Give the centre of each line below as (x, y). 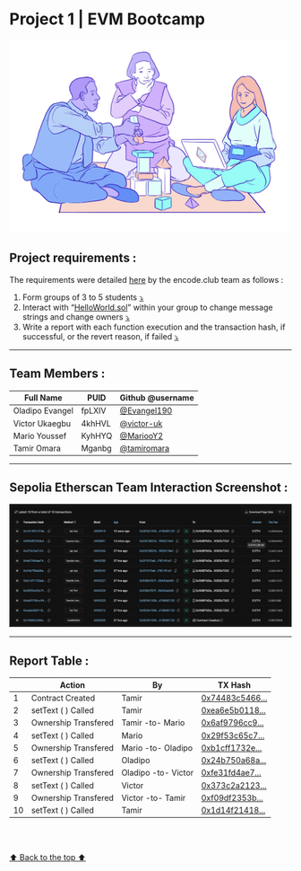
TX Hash (234, 685)
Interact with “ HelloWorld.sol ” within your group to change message (147, 307)
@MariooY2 (142, 435)
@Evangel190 (146, 411)
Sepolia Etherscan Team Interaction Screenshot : (149, 487)
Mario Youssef (40, 435)
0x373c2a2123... (234, 785)
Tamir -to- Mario (153, 723)
